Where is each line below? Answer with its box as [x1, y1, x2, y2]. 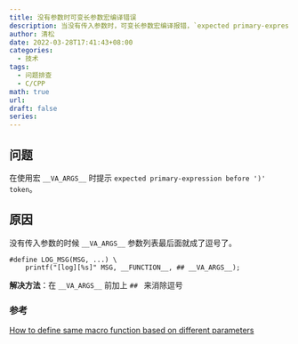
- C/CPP [17, 79, 46, 88]
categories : [9, 46, 53, 55]
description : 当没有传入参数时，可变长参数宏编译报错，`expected [9, 21, 230, 30]
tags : [9, 63, 29, 72]
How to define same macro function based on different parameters [9, 325, 254, 336]
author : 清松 [9, 29, 55, 38]
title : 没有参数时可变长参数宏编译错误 [9, 12, 137, 22]
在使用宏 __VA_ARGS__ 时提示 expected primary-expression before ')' [9, 172, 266, 183]
